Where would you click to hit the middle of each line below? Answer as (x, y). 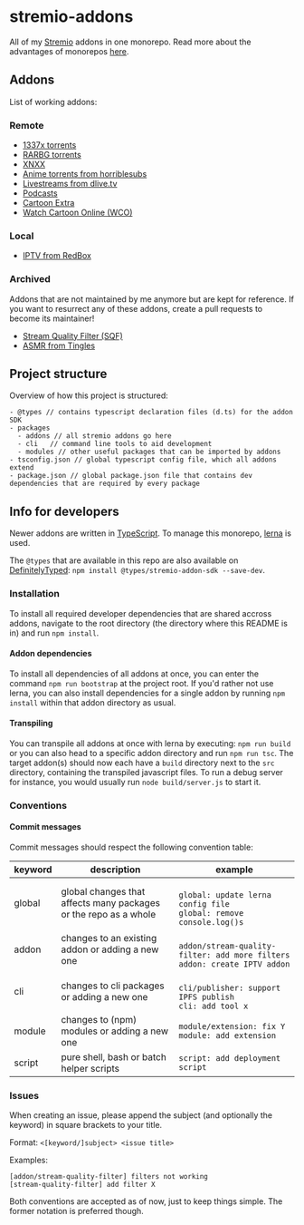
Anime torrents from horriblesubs (85, 174)
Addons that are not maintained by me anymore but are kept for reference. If (152, 299)
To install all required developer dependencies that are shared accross (141, 613)
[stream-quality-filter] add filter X (82, 1185)
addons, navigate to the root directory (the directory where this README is (148, 623)
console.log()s (211, 923)
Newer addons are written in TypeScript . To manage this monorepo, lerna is (151, 533)
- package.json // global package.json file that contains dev (131, 476)
